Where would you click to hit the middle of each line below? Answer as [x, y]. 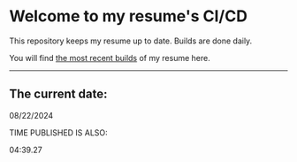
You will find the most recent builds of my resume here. [110, 58]
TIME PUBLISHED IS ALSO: [58, 132]
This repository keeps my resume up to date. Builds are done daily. [131, 41]
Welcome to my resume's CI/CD [128, 16]
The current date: [58, 94]
